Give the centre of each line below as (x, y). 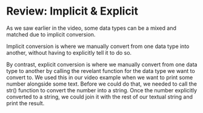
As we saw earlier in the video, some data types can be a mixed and (92, 28)
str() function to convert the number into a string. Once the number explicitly (102, 90)
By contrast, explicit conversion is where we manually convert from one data (102, 64)
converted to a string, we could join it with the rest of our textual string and (99, 97)
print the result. (25, 103)
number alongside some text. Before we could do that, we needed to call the (101, 84)
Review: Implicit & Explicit (72, 11)
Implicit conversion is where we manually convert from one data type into (98, 46)
